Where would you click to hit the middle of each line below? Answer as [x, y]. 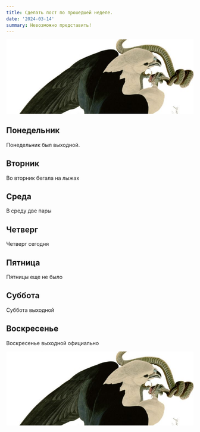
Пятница [23, 263]
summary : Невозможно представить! [49, 25]
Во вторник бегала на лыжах [43, 178]
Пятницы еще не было [35, 277]
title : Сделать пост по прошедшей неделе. [60, 12]
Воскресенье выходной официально [53, 343]
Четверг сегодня [28, 244]
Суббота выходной [30, 310]
